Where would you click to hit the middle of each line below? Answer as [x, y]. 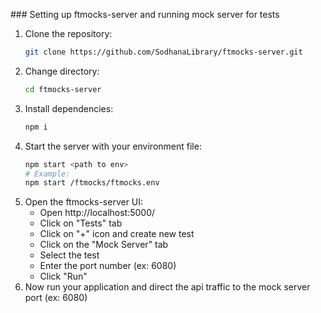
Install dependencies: [69, 108]
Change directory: [62, 71]
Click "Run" [63, 276]
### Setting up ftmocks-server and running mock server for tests [145, 14]
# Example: [47, 174]
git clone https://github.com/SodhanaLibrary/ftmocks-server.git [163, 52]
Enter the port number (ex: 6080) [108, 266]
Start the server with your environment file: [113, 146]
